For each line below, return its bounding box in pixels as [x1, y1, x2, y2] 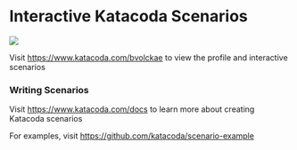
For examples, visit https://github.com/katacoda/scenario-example [9, 130, 254, 141]
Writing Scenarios [9, 83, 89, 96]
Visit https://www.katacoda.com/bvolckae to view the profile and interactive [9, 51, 288, 63]
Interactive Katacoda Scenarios [9, 6, 248, 27]
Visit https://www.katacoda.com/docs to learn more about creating [9, 104, 255, 114]
